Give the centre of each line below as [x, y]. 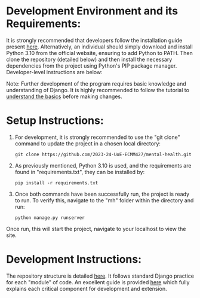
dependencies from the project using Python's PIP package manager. [92, 66]
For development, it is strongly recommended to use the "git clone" [97, 137]
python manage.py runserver [50, 218]
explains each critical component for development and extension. [87, 288]
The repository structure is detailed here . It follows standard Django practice [100, 276]
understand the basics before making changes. [64, 96]
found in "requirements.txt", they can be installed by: [80, 172]
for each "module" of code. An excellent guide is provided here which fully [98, 282]
